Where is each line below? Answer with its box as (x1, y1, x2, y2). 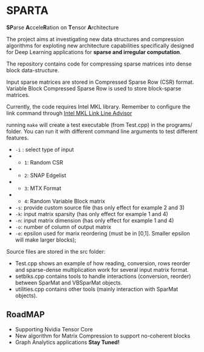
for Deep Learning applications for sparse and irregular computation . (6, 48, 182, 55)
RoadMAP (6, 310, 45, 320)
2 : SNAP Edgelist (24, 171, 67, 179)
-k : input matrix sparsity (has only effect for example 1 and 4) (15, 210, 169, 217)
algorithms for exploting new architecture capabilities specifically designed (6, 42, 194, 49)
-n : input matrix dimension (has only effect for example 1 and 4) (15, 217, 174, 224)
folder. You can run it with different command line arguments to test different (6, 127, 198, 135)
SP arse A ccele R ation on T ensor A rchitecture (6, 24, 119, 31)
